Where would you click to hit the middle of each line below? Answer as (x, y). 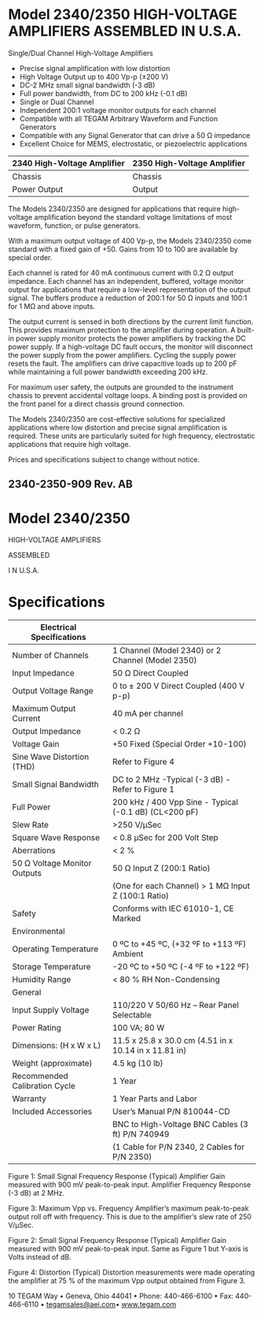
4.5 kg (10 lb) (138, 1063)
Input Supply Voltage (51, 1010)
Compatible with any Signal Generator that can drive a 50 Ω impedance (135, 135)
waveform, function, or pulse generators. (75, 225)
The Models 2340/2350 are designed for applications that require (115, 208)
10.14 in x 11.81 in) (150, 1051)
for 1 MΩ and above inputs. (52, 306)
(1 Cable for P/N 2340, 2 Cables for (179, 1147)
